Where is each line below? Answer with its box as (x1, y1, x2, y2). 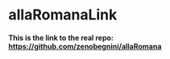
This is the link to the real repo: (8, 32, 114, 42)
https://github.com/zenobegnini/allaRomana (8, 41, 162, 51)
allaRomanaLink (8, 6, 118, 24)
